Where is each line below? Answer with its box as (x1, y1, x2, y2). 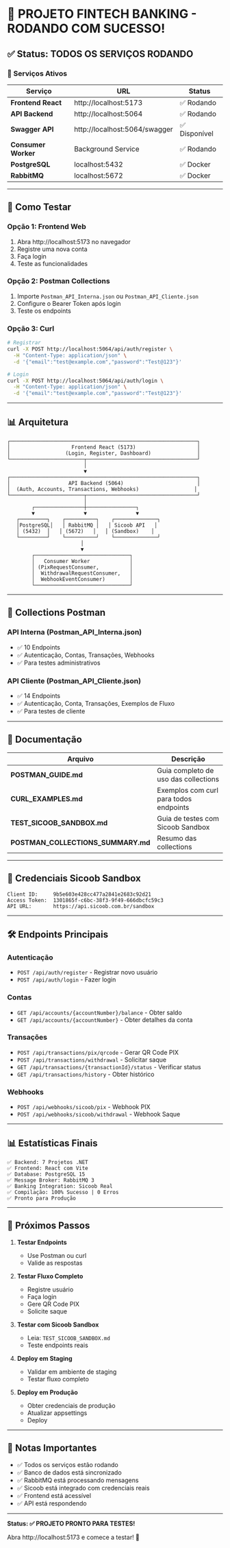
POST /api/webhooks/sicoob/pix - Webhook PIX (16, 1103, 151, 1111)
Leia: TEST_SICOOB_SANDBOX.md (27, 1333, 111, 1342)
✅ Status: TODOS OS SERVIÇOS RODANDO (7, 48, 194, 60)
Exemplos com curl (157, 785, 219, 795)
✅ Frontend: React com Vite (7, 1165, 89, 1171)
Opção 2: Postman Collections (7, 276, 111, 286)
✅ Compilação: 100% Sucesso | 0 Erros (7, 1189, 119, 1195)
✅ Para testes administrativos (16, 658, 101, 667)
